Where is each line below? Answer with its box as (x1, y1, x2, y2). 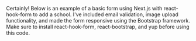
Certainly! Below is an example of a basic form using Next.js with (6, 5, 163, 12)
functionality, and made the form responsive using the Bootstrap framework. (6, 17, 190, 24)
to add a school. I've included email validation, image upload (33, 11, 178, 18)
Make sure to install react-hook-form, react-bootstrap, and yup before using (6, 23, 190, 30)
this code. (6, 29, 30, 36)
